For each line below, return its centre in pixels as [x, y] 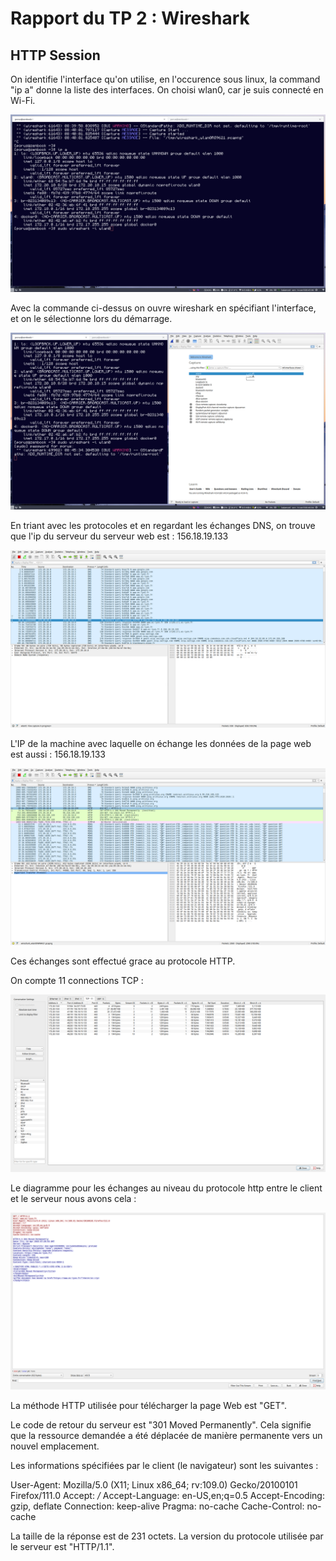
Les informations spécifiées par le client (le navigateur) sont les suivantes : [164, 1465]
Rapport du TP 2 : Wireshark [130, 18]
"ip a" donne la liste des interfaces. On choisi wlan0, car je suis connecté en [167, 90]
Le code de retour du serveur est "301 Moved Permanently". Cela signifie [161, 1425]
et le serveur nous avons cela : [73, 1198]
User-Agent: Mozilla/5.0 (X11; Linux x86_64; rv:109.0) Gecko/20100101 [154, 1485]
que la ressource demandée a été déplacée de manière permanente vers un [166, 1435]
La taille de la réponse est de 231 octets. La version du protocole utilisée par [167, 1536]
